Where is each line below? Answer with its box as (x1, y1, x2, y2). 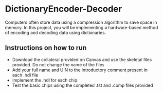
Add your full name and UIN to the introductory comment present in (12, 67, 148, 73)
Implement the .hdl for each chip (12, 77, 78, 83)
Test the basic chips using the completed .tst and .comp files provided (12, 82, 153, 88)
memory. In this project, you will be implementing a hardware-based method (5, 24, 158, 30)
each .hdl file (12, 72, 38, 78)
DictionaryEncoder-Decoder (5, 3, 122, 15)
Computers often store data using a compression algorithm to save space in (5, 19, 157, 25)
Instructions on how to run (5, 44, 87, 52)
